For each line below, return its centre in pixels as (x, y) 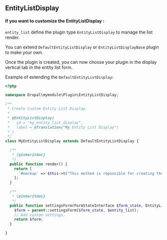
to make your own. (24, 52)
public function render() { (39, 164)
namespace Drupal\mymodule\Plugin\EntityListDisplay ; (62, 95)
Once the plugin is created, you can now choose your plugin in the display (81, 62)
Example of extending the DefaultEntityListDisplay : (59, 77)
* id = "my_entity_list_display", (45, 122)
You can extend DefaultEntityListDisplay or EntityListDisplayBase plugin (82, 47)
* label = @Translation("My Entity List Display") (63, 127)
